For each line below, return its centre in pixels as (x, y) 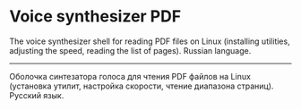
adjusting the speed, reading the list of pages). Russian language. (130, 50)
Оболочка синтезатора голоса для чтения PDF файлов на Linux (130, 76)
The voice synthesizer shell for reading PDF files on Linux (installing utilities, (150, 41)
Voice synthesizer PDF (95, 17)
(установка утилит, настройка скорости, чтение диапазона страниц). (142, 86)
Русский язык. (37, 95)
